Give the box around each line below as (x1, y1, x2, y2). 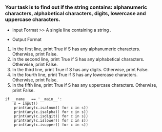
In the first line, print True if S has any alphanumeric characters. (12, 46, 141, 52)
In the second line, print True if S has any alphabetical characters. (12, 57, 144, 62)
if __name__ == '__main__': (5, 97, 62, 102)
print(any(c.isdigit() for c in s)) (14, 114, 89, 119)
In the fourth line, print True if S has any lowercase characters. (12, 72, 138, 78)
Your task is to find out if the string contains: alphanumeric (5, 4, 147, 11)
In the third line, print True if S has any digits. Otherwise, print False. (12, 67, 149, 73)
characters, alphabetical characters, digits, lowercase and (5, 10, 146, 17)
